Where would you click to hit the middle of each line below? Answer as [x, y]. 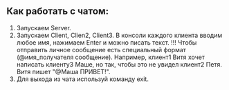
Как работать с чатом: [57, 11]
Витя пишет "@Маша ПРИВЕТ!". [63, 71]
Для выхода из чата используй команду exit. [83, 79]
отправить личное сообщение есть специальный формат [101, 49]
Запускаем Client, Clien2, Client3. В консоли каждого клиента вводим [119, 35]
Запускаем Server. [44, 27]
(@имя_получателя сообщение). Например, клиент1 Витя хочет [111, 57]
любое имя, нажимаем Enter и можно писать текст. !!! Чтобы [107, 42]
